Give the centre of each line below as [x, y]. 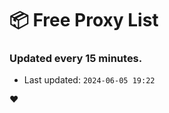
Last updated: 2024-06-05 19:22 [89, 80]
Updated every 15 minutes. [76, 59]
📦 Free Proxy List [84, 20]
